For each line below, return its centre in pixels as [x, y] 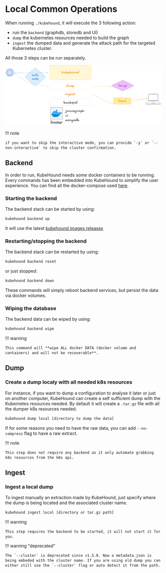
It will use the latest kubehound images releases [54, 228]
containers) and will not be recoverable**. [52, 353]
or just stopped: [21, 271]
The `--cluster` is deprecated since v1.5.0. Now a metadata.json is [79, 556]
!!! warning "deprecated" [30, 546]
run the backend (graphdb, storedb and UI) [55, 32]
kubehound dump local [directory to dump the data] [59, 418]
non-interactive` [23, 148]
